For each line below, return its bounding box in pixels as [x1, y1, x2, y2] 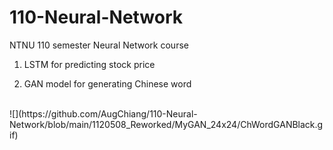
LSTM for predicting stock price [23, 58, 156, 70]
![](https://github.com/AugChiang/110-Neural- [9, 107, 198, 120]
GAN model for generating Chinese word [23, 77, 192, 90]
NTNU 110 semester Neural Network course [9, 39, 189, 51]
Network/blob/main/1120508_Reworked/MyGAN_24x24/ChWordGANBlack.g [9, 118, 324, 130]
